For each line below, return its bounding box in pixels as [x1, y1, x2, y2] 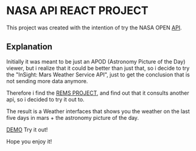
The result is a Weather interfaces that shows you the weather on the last [6, 108, 190, 115]
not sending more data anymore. [6, 77, 88, 84]
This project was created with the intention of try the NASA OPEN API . [6, 24, 182, 31]
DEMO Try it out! [6, 126, 48, 133]
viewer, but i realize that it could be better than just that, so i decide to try [6, 64, 190, 72]
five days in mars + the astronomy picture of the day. [6, 114, 139, 121]
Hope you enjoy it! [6, 138, 52, 145]
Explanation [6, 42, 53, 52]
